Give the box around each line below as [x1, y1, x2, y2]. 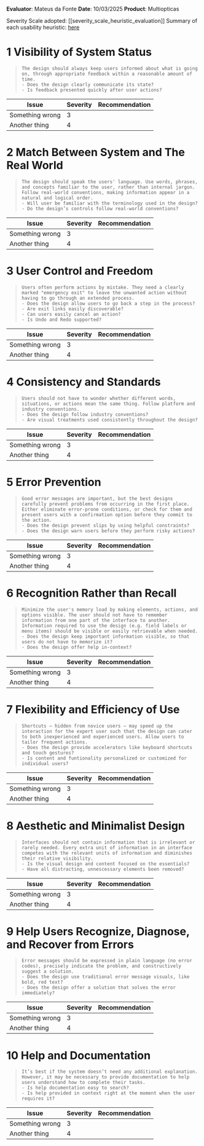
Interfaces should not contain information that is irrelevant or [21, 839, 195, 846]
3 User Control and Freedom [6, 264, 154, 278]
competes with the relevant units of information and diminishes [21, 850, 192, 856]
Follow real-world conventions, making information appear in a [21, 189, 190, 195]
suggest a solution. [21, 968, 74, 975]
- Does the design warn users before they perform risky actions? [21, 528, 195, 534]
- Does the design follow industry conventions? [21, 411, 149, 417]
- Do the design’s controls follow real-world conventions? [21, 205, 179, 211]
